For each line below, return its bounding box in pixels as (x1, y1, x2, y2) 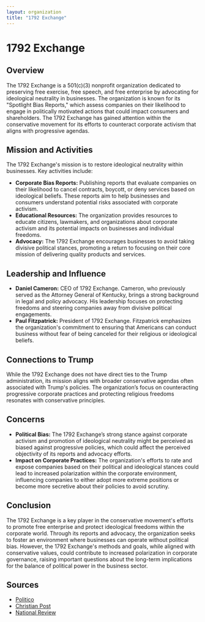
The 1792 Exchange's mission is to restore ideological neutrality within (6, 161, 184, 168)
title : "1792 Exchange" (6, 15, 67, 21)
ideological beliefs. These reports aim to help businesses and (15, 192, 170, 199)
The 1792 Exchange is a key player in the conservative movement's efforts (6, 516, 194, 524)
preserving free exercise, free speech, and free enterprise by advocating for (6, 88, 199, 95)
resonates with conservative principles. (6, 396, 106, 404)
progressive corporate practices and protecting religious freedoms (6, 390, 174, 398)
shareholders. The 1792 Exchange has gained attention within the (6, 114, 171, 121)
